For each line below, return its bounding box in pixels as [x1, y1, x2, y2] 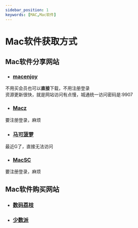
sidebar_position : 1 [5, 7, 49, 13]
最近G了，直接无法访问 [5, 143, 53, 149]
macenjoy [12, 73, 38, 80]
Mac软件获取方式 [5, 36, 78, 47]
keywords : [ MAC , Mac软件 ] [5, 12, 56, 17]
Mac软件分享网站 [5, 58, 60, 66]
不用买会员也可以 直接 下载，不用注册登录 [5, 85, 90, 92]
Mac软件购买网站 [5, 185, 60, 193]
